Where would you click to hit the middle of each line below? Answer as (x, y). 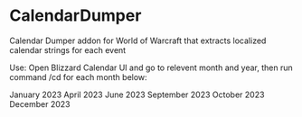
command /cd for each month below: (78, 76)
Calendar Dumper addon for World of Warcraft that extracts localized (138, 40)
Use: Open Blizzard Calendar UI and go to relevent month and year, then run (151, 67)
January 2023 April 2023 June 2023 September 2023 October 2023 (137, 94)
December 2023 (40, 103)
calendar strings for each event (68, 49)
